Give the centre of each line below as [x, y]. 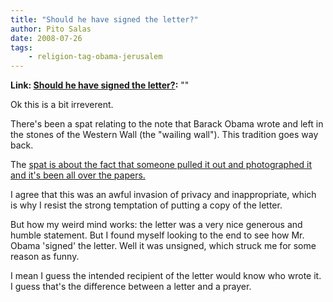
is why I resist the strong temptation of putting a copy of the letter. [146, 205]
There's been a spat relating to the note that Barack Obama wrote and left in [167, 124]
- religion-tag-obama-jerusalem [95, 57]
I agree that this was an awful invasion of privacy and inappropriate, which [163, 195]
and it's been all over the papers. [78, 175]
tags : [21, 47]
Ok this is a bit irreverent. [62, 105]
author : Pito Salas [51, 29]
